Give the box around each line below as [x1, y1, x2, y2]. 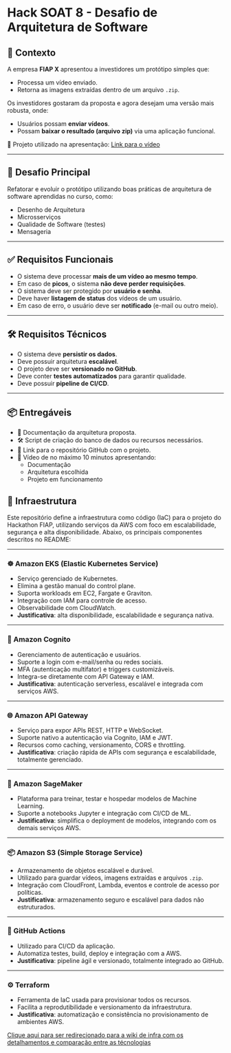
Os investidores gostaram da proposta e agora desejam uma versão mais [7, 99, 214, 107]
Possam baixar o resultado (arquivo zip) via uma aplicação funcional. [16, 127, 216, 135]
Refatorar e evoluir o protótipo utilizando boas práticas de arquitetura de [7, 184, 212, 193]
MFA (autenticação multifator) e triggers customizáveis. [16, 665, 175, 673]
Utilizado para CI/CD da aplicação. [16, 942, 115, 950]
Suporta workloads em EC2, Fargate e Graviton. [16, 589, 153, 598]
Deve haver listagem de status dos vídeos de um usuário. [16, 294, 182, 302]
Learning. [16, 802, 45, 810]
